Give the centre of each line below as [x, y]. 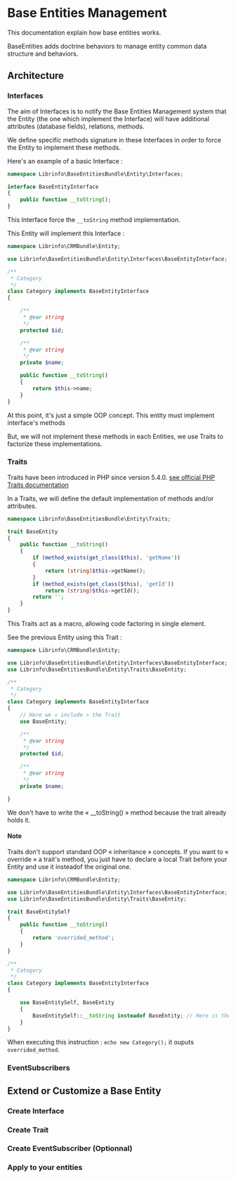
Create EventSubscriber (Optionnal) [70, 1149]
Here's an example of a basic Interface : [65, 161]
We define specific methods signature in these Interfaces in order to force [114, 140]
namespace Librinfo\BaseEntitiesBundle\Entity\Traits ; [89, 519]
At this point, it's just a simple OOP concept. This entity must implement [111, 415]
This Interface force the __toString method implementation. [94, 220]
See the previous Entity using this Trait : [65, 637]
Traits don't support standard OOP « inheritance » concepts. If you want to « [118, 851]
